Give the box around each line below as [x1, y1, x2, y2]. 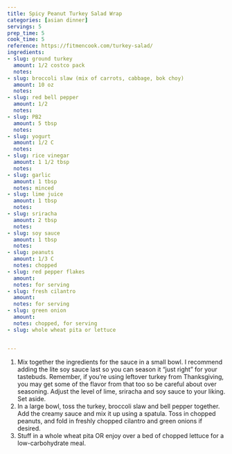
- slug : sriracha [7, 210, 57, 217]
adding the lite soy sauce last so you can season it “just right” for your [17, 365, 217, 373]
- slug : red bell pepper [7, 94, 79, 101]
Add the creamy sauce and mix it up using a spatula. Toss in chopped [17, 409, 216, 417]
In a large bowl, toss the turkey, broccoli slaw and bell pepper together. [17, 402, 220, 410]
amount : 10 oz [13, 81, 54, 88]
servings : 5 [7, 23, 42, 30]
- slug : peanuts [7, 249, 54, 256]
